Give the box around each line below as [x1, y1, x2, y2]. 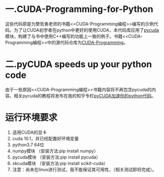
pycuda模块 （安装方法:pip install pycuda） [12, 154, 101, 160]
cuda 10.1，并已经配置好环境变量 [12, 135, 79, 141]
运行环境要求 [5, 112, 58, 123]
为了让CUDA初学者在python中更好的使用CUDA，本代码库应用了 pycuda [13, 27, 160, 33]
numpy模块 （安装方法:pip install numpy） [12, 148, 99, 154]
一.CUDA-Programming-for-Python [5, 3, 154, 15]
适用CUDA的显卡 [12, 129, 47, 135]
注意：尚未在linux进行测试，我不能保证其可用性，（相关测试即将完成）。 [12, 166, 157, 173]
